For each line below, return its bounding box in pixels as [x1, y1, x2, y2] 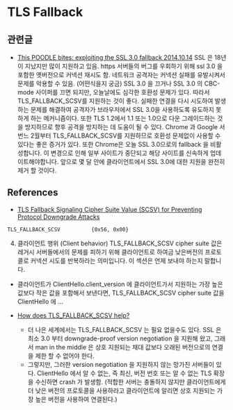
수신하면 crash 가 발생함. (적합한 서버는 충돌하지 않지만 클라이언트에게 [35, 377, 226, 386]
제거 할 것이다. [17, 166, 57, 174]
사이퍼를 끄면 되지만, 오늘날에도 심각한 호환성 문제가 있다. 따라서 [35, 88, 210, 96]
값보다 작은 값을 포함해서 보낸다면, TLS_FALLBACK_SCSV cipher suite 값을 [17, 288, 225, 297]
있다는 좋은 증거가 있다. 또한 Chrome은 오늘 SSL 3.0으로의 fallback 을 [17, 140, 209, 148]
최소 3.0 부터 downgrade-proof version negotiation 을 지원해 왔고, [27, 334, 214, 343]
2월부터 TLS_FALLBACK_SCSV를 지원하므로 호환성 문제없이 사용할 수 [30, 131, 221, 140]
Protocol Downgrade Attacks [17, 213, 100, 221]
